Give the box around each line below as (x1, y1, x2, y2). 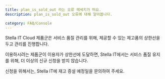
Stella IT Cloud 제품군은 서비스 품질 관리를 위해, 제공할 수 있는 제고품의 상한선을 (5, 35, 160, 41)
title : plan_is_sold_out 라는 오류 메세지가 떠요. (5, 7, 102, 12)
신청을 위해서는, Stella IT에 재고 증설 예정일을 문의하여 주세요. (5, 68, 125, 74)
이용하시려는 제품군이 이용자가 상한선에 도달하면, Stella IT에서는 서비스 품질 (5, 51, 151, 57)
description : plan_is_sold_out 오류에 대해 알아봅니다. (5, 12, 112, 17)
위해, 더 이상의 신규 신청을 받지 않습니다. (10, 58, 88, 64)
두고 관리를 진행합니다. (5, 41, 49, 47)
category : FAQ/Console (5, 21, 52, 26)
